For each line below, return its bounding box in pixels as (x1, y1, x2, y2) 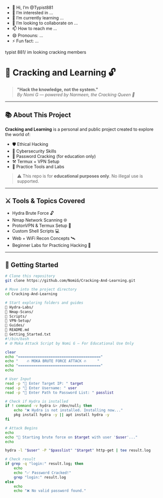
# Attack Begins (5, 426, 38, 430)
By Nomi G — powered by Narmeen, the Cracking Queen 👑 (16, 91, 135, 97)
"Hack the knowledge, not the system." (16, 86, 98, 92)
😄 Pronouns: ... (12, 33, 44, 38)
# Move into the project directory (5, 287, 77, 292)
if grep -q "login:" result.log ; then (5, 462, 83, 466)
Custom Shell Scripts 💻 (12, 228, 60, 234)
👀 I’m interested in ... (12, 10, 53, 16)
